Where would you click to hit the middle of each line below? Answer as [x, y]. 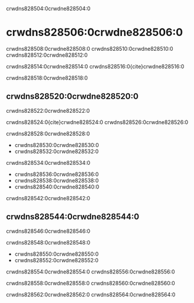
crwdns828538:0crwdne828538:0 [57, 180]
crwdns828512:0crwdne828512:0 [47, 55]
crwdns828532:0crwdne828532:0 [57, 151]
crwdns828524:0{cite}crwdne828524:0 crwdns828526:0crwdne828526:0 [97, 122]
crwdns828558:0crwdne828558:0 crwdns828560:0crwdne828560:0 [91, 283]
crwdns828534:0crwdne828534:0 [48, 162]
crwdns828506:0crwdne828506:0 [95, 32]
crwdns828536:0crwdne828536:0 [57, 174]
